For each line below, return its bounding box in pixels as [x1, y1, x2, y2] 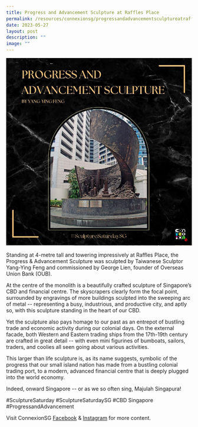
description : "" [6, 34, 46, 41]
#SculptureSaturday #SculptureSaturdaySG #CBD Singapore [6, 397, 153, 403]
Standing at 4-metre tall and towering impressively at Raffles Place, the [6, 251, 179, 258]
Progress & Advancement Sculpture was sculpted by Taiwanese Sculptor [6, 258, 183, 264]
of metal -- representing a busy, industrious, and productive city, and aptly [6, 300, 187, 308]
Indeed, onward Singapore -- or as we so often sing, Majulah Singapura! [6, 385, 181, 392]
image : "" [6, 41, 31, 47]
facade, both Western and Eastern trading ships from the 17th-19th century [6, 331, 188, 338]
